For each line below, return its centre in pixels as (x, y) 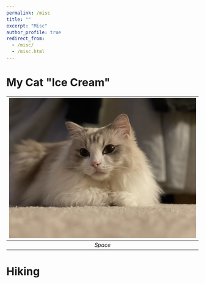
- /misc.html (28, 52)
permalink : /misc (28, 13)
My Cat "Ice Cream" (58, 83)
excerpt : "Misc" (27, 26)
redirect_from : (26, 39)
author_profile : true (34, 32)
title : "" (19, 19)
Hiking (23, 271)
